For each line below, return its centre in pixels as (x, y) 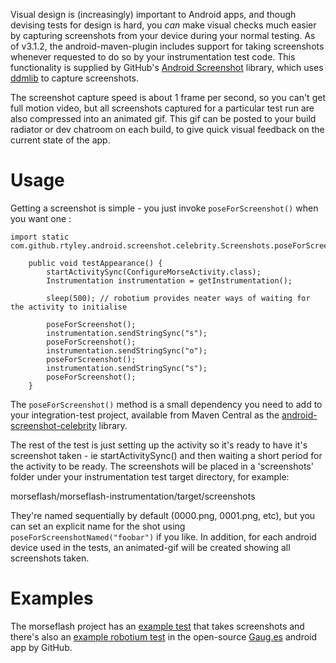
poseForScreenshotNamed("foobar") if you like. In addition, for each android (163, 536)
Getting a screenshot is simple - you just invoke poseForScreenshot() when (164, 208)
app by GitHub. (41, 647)
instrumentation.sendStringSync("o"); (127, 350)
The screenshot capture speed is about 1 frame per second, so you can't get (168, 97)
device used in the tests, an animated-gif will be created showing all (150, 547)
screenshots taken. (50, 558)
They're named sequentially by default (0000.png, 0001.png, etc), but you (163, 515)
